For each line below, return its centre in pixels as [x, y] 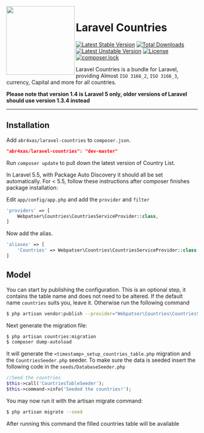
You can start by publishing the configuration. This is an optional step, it [96, 289]
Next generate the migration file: [47, 325]
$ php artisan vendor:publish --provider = [61, 314]
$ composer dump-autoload [39, 342]
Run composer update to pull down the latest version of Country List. [91, 163]
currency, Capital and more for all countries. [61, 82]
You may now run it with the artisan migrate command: [75, 401]
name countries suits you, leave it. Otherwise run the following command [98, 302]
